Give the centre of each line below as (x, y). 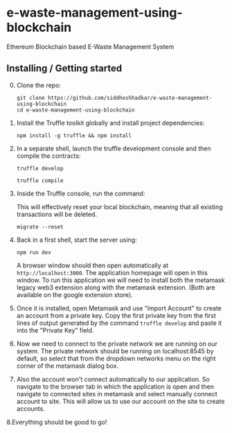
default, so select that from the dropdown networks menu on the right (116, 358)
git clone (31, 98)
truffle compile (40, 180)
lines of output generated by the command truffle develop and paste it (119, 323)
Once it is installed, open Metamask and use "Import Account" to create (119, 308)
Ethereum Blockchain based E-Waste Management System (90, 46)
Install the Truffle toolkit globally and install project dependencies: (110, 123)
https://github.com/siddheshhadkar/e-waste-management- (130, 98)
